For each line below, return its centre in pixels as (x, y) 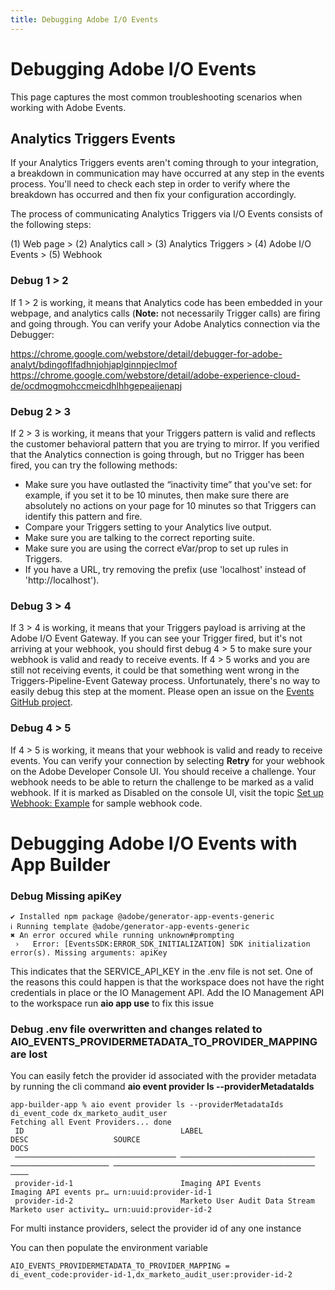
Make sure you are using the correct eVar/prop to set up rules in (156, 548)
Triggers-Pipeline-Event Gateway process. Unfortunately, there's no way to (165, 681)
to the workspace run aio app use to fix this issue (112, 1003)
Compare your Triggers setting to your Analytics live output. (148, 527)
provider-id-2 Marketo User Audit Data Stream (164, 1201)
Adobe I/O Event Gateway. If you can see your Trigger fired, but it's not (156, 638)
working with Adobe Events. (68, 107)
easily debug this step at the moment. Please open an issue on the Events (162, 692)
